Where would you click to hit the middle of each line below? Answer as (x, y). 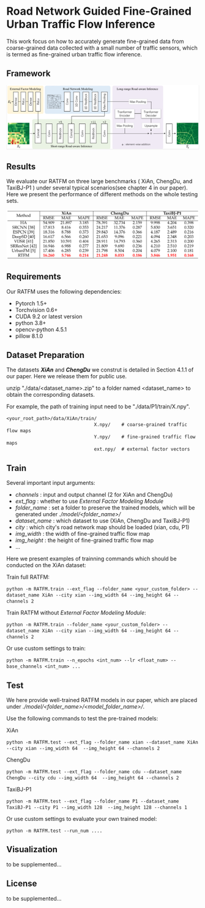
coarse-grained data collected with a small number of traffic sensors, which (102, 48)
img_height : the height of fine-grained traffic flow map (84, 540)
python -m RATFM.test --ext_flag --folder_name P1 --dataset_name (93, 801)
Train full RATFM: (28, 577)
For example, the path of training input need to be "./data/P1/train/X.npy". (98, 406)
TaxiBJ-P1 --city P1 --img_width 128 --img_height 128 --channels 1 (97, 807)
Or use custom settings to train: (46, 649)
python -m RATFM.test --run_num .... (54, 831)
